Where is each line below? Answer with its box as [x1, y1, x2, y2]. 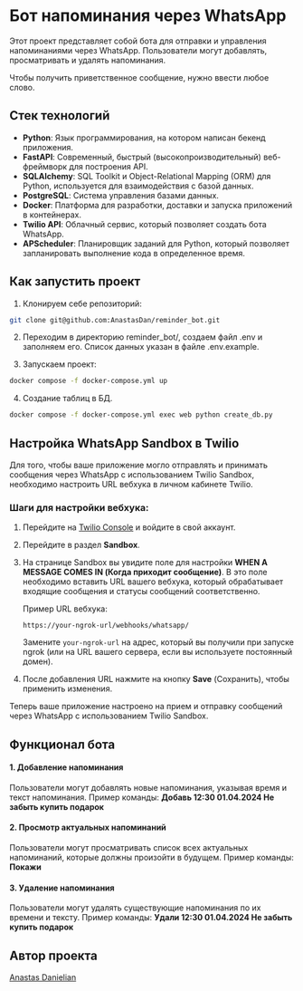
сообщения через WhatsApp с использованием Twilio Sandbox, [9, 469, 255, 480]
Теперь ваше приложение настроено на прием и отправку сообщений [9, 701, 283, 712]
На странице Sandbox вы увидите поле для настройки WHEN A [22, 557, 269, 568]
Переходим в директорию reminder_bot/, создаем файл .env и [22, 332, 263, 342]
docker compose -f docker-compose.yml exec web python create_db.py [9, 410, 273, 419]
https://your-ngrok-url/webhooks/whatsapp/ [22, 621, 190, 630]
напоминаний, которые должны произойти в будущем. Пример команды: [9, 852, 294, 863]
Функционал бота [9, 736, 116, 752]
